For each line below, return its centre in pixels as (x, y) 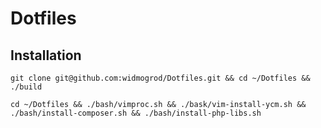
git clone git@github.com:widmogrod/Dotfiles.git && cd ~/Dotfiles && (160, 78)
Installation (46, 55)
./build (26, 87)
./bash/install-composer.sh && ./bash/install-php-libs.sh (136, 113)
